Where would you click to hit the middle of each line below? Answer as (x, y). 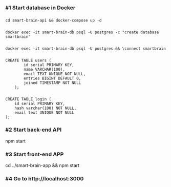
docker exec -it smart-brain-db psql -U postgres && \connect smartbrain (86, 48)
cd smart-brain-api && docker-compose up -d (54, 20)
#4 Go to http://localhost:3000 (45, 179)
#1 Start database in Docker (40, 8)
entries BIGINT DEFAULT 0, (52, 78)
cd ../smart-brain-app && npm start (42, 165)
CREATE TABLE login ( (28, 99)
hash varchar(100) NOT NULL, (46, 108)
